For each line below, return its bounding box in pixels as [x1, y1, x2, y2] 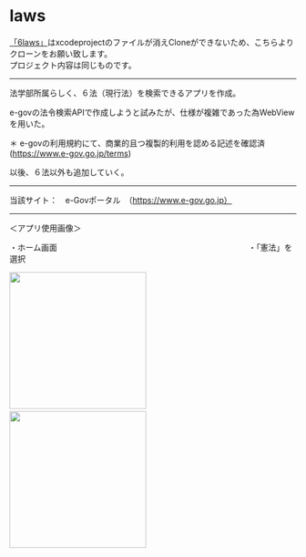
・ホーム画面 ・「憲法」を [9, 242, 293, 253]
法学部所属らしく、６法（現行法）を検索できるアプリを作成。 [9, 88, 241, 98]
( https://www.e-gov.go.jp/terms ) [9, 148, 132, 159]
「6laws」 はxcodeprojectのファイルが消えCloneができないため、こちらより [9, 36, 294, 47]
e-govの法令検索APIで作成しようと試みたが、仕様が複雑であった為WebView [9, 107, 295, 118]
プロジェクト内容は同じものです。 [9, 59, 137, 70]
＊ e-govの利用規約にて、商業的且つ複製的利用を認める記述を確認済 [9, 138, 266, 149]
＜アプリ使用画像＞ [9, 222, 82, 233]
